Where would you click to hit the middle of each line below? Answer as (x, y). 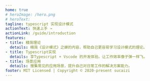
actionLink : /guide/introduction (41, 33)
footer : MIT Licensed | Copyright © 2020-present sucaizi (68, 71)
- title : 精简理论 (23, 43)
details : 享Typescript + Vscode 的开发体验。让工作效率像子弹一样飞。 (79, 57)
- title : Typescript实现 (31, 52)
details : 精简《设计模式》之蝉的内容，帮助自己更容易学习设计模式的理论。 (79, 47)
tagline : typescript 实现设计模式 (39, 24)
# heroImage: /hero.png (30, 15)
